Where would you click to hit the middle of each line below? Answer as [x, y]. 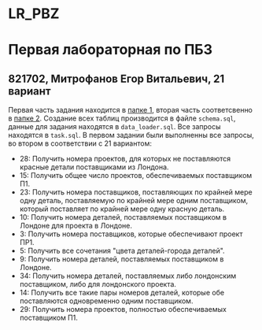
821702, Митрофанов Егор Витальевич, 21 [116, 78]
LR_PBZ [34, 14]
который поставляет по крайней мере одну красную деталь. [122, 209]
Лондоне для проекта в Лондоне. [76, 226]
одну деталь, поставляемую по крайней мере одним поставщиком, [134, 201]
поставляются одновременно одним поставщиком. [106, 301]
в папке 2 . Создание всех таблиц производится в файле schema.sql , [122, 118]
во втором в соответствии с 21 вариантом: [80, 143]
